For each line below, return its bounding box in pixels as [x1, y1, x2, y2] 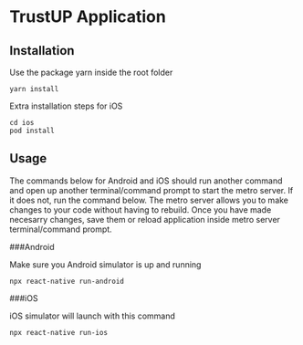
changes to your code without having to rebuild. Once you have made [9, 204, 272, 215]
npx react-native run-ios [9, 328, 108, 337]
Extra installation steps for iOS [9, 100, 123, 111]
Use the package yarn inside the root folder [9, 67, 173, 78]
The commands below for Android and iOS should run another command [9, 175, 283, 186]
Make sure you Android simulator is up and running [9, 258, 202, 270]
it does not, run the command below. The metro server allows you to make [9, 194, 289, 205]
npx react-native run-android [9, 277, 125, 286]
